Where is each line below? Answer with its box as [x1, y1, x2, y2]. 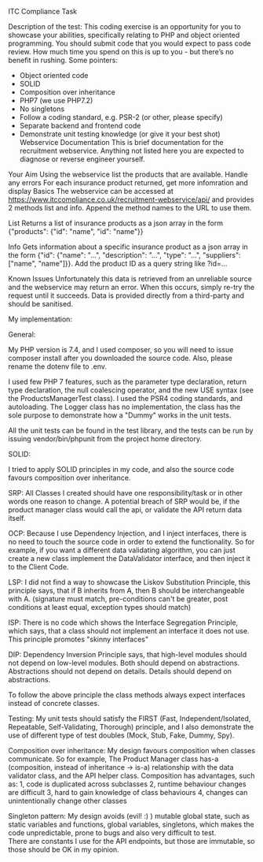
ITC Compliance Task [8, 7, 77, 16]
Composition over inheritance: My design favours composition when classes [8, 746, 256, 755]
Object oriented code [19, 71, 89, 80]
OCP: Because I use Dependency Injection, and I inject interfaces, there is [8, 529, 247, 538]
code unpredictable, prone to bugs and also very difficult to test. [8, 828, 217, 838]
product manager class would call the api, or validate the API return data [8, 505, 242, 515]
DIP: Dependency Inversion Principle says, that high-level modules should [8, 650, 247, 659]
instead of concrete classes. [8, 699, 100, 708]
